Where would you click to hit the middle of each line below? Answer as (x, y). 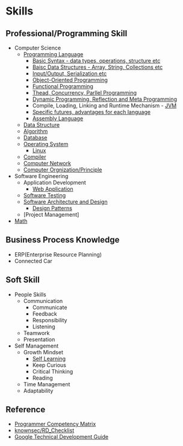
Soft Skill (23, 280)
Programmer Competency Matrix (55, 424)
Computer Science (38, 48)
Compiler (35, 157)
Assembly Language (58, 118)
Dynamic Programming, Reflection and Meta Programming (104, 99)
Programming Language (53, 54)
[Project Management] (51, 215)
